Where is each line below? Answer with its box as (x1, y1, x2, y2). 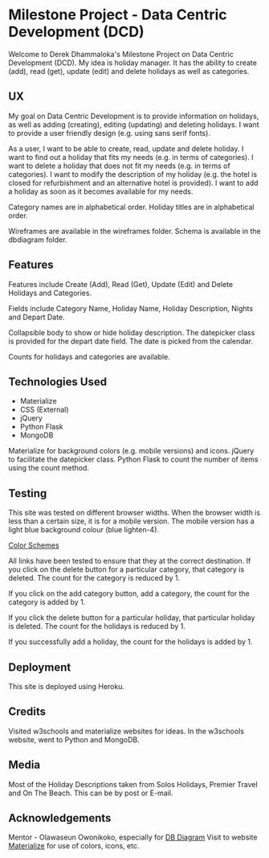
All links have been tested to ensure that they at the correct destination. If (8, 556, 251, 566)
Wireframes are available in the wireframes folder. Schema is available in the (8, 226, 261, 236)
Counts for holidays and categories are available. (8, 351, 170, 361)
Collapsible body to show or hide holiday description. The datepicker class (8, 327, 255, 337)
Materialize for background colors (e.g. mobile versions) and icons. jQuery (8, 446, 255, 456)
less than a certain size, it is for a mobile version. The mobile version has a (8, 516, 255, 526)
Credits (8, 705, 47, 719)
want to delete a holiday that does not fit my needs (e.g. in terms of (8, 161, 230, 170)
